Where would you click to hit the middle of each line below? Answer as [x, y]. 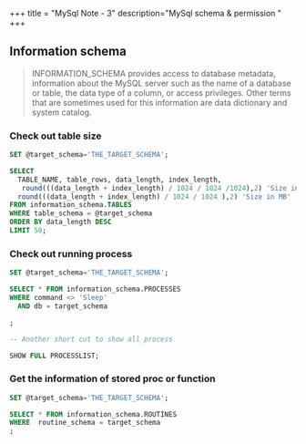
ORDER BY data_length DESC [61, 222]
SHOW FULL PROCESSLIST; [55, 356]
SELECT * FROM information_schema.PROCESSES [95, 289]
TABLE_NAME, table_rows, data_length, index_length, [120, 180]
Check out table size [56, 136]
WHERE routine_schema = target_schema [85, 423]
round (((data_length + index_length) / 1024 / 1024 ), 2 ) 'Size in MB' [154, 196]
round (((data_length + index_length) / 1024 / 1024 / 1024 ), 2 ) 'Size [154, 188]
